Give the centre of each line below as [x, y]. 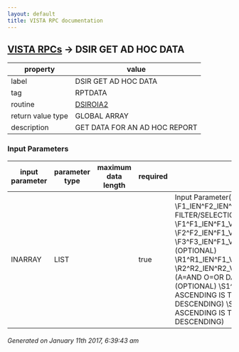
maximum [114, 167]
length [114, 185]
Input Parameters [38, 149]
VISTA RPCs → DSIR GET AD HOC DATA [96, 49]
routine [23, 105]
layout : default [31, 14]
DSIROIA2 [92, 105]
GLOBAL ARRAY [102, 116]
